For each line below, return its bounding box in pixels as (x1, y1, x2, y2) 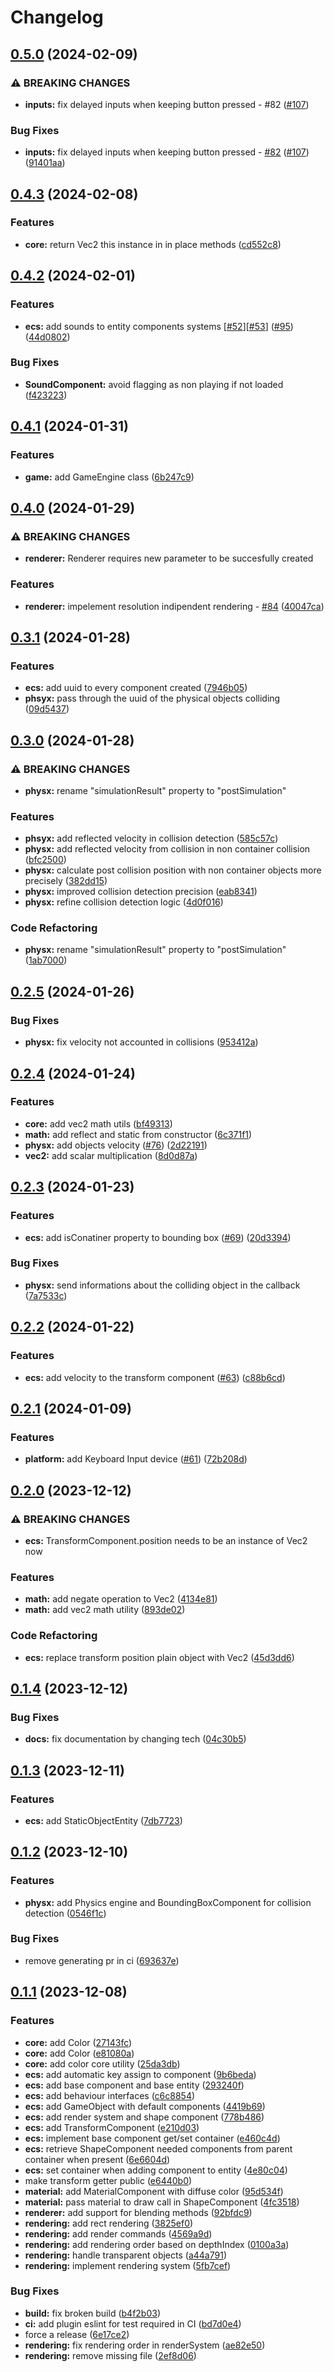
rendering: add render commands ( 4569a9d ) (24, 2227, 213, 2240)
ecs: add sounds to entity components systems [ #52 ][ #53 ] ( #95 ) (24, 320, 294, 332)
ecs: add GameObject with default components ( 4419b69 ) (24, 2100, 266, 2112)
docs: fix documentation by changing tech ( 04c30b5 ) (24, 1733, 247, 1745)
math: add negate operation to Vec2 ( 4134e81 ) (24, 1593, 218, 1605)
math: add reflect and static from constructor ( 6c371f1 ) (24, 1128, 253, 1140)
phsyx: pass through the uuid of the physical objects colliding (24, 692, 281, 705)
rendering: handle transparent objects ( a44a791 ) (24, 2249, 228, 2261)
